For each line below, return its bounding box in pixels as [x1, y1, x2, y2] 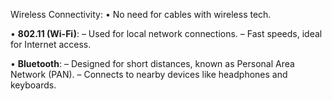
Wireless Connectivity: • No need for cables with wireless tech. [10, 9, 272, 20]
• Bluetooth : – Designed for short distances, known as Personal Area [10, 58, 295, 69]
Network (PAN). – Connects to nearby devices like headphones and [10, 69, 288, 80]
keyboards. [10, 79, 57, 91]
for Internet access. [10, 39, 92, 50]
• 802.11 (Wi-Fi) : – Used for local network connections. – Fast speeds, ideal [10, 28, 323, 39]
